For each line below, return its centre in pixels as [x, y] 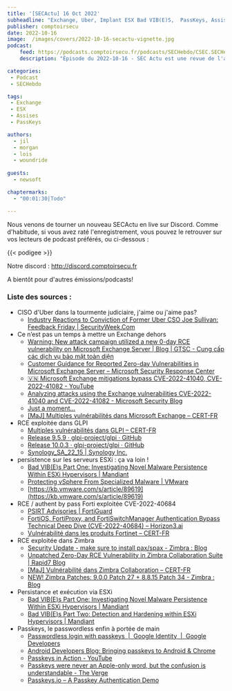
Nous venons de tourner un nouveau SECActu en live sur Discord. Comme [113, 224]
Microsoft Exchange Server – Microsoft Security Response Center [121, 371]
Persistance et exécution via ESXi [65, 591]
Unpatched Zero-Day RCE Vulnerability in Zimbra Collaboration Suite [125, 555]
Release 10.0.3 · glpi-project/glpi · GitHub [86, 445]
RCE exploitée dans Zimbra [56, 540]
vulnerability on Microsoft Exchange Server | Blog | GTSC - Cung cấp [126, 349]
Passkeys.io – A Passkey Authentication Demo [93, 680]
